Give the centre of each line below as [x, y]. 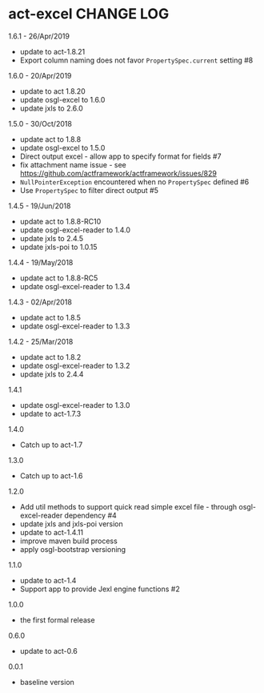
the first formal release [57, 620]
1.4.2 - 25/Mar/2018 [41, 341]
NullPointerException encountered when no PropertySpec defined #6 [134, 182]
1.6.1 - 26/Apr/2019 [39, 36]
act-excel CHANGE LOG [89, 14]
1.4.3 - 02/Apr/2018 [40, 302]
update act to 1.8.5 [50, 317]
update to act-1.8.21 [52, 51]
